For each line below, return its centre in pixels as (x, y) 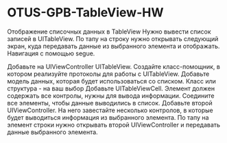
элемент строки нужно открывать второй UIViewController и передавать (114, 125)
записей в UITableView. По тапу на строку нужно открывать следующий (113, 38)
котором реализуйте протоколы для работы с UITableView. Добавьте (108, 74)
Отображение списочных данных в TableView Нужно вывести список (109, 31)
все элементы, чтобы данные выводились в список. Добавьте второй (110, 103)
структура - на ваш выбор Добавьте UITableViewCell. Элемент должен (111, 88)
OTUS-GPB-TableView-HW (85, 13)
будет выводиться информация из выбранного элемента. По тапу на (108, 117)
